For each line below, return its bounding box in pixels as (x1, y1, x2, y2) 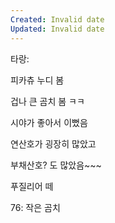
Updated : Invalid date (10, 24, 105, 34)
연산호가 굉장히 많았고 (10, 137, 97, 150)
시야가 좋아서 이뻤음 (10, 116, 88, 128)
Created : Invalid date (10, 14, 105, 25)
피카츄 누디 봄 (10, 74, 65, 86)
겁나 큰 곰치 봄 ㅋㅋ (10, 95, 85, 107)
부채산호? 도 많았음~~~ (10, 159, 102, 171)
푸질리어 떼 (10, 180, 54, 192)
